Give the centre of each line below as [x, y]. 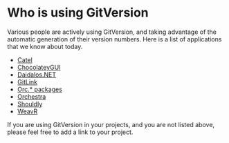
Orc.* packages [39, 89]
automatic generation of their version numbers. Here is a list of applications [114, 39]
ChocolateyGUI [39, 67]
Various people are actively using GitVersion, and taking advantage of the [112, 32]
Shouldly [30, 104]
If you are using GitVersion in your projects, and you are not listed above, [111, 124]
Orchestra [31, 96]
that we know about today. [45, 46]
